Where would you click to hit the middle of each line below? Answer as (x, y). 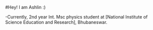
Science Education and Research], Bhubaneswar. (56, 22)
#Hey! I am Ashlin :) (26, 7)
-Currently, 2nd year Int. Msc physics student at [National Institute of (76, 17)
